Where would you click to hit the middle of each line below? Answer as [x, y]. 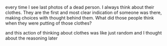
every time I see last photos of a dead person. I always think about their [80, 7]
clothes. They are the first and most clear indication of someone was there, [83, 12]
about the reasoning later [32, 38]
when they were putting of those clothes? [49, 23]
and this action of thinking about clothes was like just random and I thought [83, 33]
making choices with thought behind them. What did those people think [80, 18]
